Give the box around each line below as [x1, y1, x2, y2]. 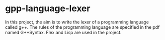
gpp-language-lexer [5, 3, 90, 14]
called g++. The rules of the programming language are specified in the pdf [5, 24, 160, 30]
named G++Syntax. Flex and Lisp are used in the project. [5, 29, 122, 35]
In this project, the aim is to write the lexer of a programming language [5, 19, 149, 25]
